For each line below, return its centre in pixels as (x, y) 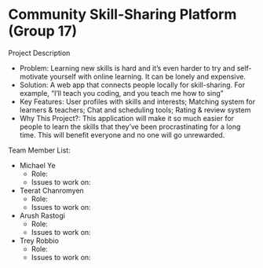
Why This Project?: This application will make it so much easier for (126, 118)
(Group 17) (43, 31)
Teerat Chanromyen (51, 190)
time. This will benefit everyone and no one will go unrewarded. (122, 134)
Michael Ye (38, 165)
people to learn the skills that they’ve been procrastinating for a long (130, 127)
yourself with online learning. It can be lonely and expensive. (148, 76)
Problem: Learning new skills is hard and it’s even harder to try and (127, 68)
